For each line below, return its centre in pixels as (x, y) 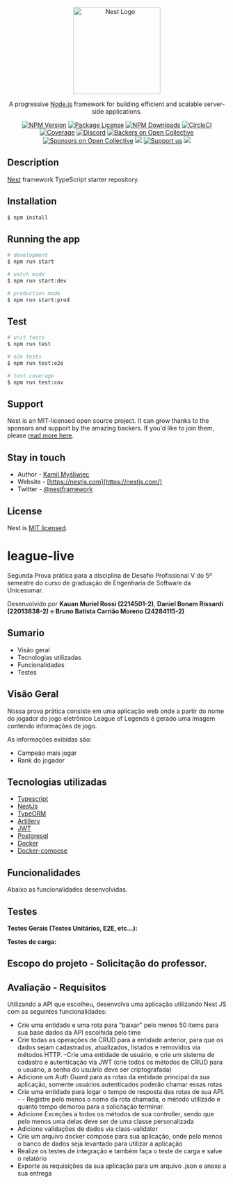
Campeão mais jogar (47, 753)
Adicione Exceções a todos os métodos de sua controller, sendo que (115, 1114)
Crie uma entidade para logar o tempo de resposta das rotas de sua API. (121, 1092)
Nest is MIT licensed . (38, 528)
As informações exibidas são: (49, 739)
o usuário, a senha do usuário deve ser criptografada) (94, 1070)
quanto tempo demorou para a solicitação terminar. (91, 1107)
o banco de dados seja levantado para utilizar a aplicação (100, 1144)
